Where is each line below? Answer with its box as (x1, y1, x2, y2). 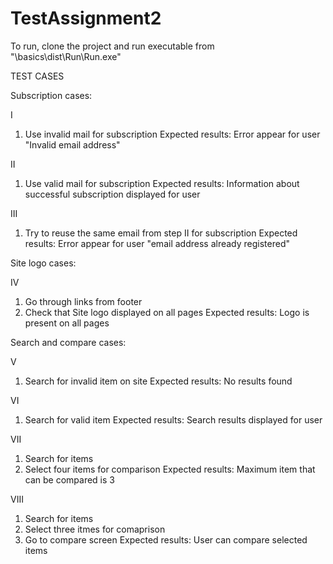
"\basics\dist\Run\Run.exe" (10, 50, 122, 62)
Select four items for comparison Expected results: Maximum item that (24, 463, 316, 475)
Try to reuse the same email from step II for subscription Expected (24, 227, 298, 239)
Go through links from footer (24, 295, 143, 307)
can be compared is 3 (24, 473, 115, 486)
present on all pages (24, 317, 110, 329)
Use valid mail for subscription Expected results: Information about (24, 177, 300, 189)
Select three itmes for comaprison (24, 523, 166, 535)
